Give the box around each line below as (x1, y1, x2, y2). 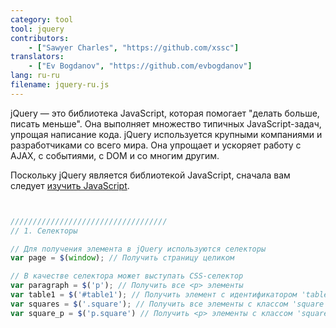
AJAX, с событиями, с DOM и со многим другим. (10, 149, 220, 161)
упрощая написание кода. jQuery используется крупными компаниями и (10, 128, 323, 140)
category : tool (10, 14, 74, 25)
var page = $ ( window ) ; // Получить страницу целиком (10, 253, 235, 263)
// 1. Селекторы (10, 226, 78, 236)
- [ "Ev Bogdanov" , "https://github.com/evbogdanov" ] (28, 61, 253, 71)
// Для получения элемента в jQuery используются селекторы (10, 244, 267, 254)
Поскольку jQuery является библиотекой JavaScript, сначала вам (10, 169, 291, 181)
